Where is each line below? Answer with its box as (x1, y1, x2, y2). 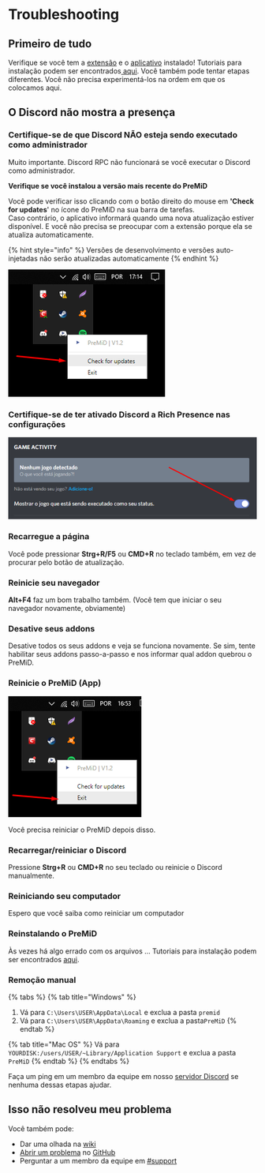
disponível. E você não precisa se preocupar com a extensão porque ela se (8, 221, 252, 230)
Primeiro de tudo (8, 37, 92, 51)
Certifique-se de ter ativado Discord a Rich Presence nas (8, 409, 230, 420)
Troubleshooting (8, 6, 120, 24)
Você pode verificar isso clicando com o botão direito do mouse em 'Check (8, 196, 255, 206)
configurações (8, 418, 65, 429)
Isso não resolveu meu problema (8, 1103, 172, 1116)
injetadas (8, 253, 38, 263)
